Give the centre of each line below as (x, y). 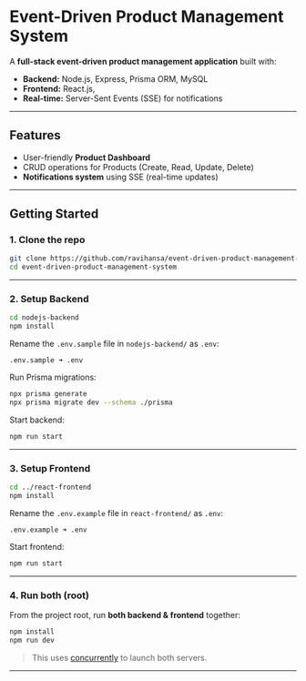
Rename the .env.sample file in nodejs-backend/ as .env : (114, 344)
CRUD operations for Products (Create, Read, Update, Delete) (138, 167)
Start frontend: (37, 546)
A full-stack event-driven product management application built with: (143, 61)
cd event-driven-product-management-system (93, 267)
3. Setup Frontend (50, 468)
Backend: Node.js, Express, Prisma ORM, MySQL (115, 78)
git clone (28, 259)
